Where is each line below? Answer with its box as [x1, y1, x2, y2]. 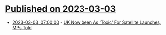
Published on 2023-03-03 [5, 3, 116, 15]
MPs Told [12, 24, 32, 30]
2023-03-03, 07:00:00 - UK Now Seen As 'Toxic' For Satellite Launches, [12, 19, 161, 25]
